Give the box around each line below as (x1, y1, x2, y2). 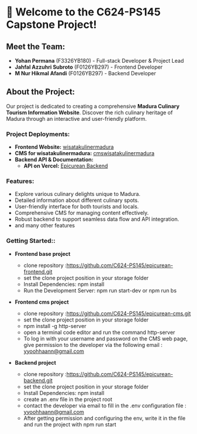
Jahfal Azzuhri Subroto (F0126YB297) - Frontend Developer (14, 63, 163, 70)
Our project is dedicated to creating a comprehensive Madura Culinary (6, 102, 180, 110)
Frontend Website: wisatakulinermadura (14, 143, 114, 150)
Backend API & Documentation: (14, 156, 93, 163)
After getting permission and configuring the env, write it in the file (23, 414, 186, 422)
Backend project (14, 359, 56, 366)
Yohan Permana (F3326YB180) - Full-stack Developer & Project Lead (14, 57, 185, 64)
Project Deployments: (6, 130, 70, 138)
